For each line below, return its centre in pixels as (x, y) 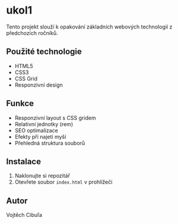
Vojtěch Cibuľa (24, 215)
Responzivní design (39, 85)
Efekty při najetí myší (40, 136)
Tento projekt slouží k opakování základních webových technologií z (89, 27)
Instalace (24, 161)
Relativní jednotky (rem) (44, 124)
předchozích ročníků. (32, 33)
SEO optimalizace (36, 130)
